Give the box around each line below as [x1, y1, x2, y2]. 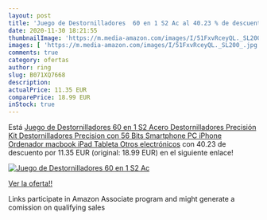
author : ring [8, 64, 52, 72]
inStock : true [8, 100, 56, 108]
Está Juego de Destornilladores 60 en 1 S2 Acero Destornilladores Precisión [8, 123, 257, 132]
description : [8, 78, 52, 86]
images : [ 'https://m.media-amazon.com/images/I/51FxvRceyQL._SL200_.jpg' [8, 41, 261, 49]
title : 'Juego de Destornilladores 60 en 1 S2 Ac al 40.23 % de [8, 19, 229, 27]
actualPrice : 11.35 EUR [8, 85, 87, 94]
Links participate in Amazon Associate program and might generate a [8, 194, 235, 204]
